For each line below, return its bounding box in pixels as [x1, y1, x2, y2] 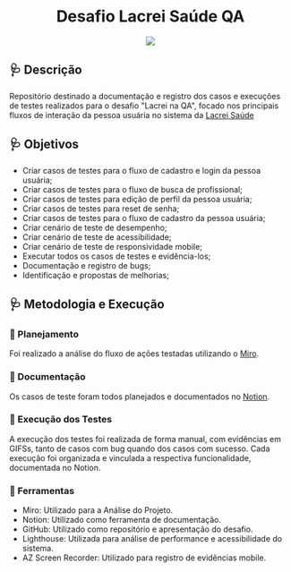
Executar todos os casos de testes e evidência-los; [21, 251, 211, 261]
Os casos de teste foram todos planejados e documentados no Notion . [9, 391, 270, 402]
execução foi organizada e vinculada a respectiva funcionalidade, [9, 452, 252, 463]
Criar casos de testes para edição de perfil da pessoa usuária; [21, 193, 252, 204]
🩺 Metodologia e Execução [9, 296, 165, 312]
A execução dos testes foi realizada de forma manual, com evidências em [9, 433, 282, 444]
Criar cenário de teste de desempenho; [21, 222, 167, 233]
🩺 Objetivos [9, 137, 79, 152]
